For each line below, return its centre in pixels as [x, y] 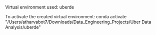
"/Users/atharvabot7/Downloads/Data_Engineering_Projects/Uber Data [78, 22]
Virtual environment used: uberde [40, 7]
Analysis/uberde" [23, 27]
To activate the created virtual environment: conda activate [66, 17]
